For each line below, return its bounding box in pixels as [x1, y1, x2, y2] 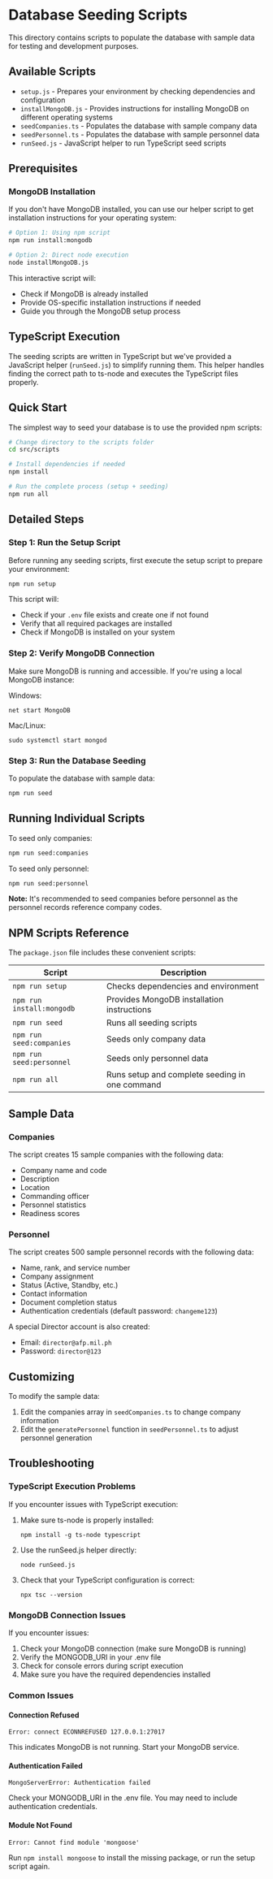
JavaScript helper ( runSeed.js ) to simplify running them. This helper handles [8, 360, 265, 370]
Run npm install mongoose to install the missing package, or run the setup [8, 1852, 256, 1862]
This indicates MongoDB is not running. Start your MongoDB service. [8, 1743, 240, 1752]
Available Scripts [8, 65, 96, 79]
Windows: [8, 691, 42, 700]
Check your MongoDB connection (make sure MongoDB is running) [19, 1643, 246, 1653]
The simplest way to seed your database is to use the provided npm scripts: [8, 422, 262, 432]
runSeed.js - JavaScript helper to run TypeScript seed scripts [19, 138, 227, 148]
